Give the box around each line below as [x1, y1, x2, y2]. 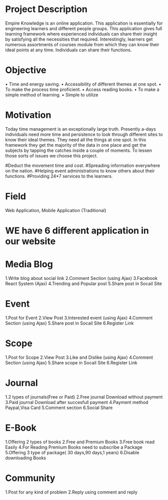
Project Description [5, 4, 88, 15]
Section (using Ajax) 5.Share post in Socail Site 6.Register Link [5, 320, 134, 326]
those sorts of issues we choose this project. [5, 152, 98, 159]
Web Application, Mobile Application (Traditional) [5, 207, 107, 213]
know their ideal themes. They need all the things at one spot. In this [5, 137, 146, 143]
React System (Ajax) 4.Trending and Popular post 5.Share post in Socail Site [5, 280, 162, 286]
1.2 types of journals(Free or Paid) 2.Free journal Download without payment [5, 393, 163, 400]
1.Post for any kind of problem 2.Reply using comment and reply [5, 489, 138, 495]
